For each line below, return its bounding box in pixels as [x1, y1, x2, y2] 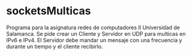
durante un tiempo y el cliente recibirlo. [6, 43, 103, 50]
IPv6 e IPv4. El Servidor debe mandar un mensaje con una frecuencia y [6, 36, 182, 43]
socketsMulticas [6, 4, 91, 18]
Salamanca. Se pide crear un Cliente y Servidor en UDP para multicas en [6, 30, 186, 37]
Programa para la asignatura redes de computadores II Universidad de [6, 24, 180, 31]
